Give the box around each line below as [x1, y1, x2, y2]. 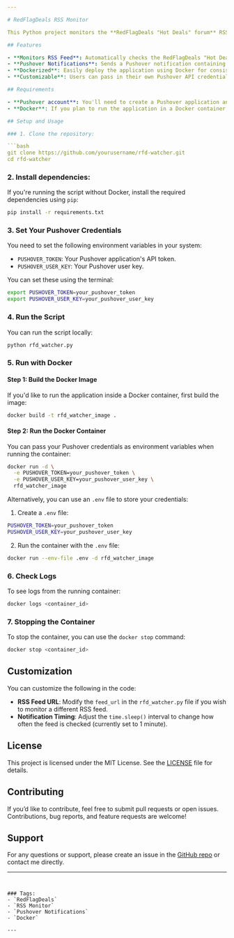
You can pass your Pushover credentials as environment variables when [7, 442, 214, 450]
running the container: [7, 449, 71, 458]
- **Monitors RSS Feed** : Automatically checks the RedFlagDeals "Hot [7, 54, 217, 61]
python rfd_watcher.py [7, 341, 73, 348]
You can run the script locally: [7, 328, 93, 337]
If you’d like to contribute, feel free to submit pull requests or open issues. [7, 804, 219, 813]
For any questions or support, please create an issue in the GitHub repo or [7, 851, 221, 859]
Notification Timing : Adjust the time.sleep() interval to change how [17, 712, 214, 721]
